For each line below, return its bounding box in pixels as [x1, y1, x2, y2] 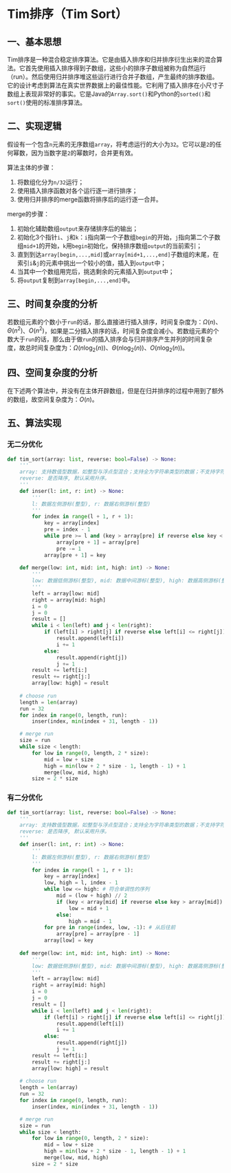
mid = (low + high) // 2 [56, 892, 128, 899]
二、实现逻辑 [7, 120, 62, 132]
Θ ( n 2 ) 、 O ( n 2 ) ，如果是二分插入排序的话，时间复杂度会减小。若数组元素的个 [7, 325, 219, 335]
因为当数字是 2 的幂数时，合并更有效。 [30, 149, 137, 157]
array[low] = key [43, 937, 94, 944]
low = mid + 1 [68, 905, 109, 912]
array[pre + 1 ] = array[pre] [56, 538, 140, 546]
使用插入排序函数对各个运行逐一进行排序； [16, 187, 138, 195]
